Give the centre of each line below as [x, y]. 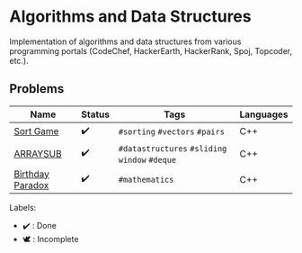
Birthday [31, 174]
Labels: [23, 207]
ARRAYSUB [38, 153]
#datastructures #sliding [173, 149]
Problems [37, 89]
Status [95, 114]
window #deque [147, 160]
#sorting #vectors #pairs [171, 132]
